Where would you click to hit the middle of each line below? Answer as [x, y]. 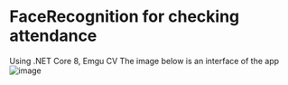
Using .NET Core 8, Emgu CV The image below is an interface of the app [144, 61]
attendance [53, 36]
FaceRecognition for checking [125, 17]
